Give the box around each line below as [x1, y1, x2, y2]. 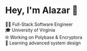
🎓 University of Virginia [5, 27, 55, 33]
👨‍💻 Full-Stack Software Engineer [5, 21, 73, 27]
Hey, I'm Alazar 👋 [5, 5, 78, 16]
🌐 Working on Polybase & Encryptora [5, 34, 82, 40]
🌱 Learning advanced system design [5, 40, 81, 46]
